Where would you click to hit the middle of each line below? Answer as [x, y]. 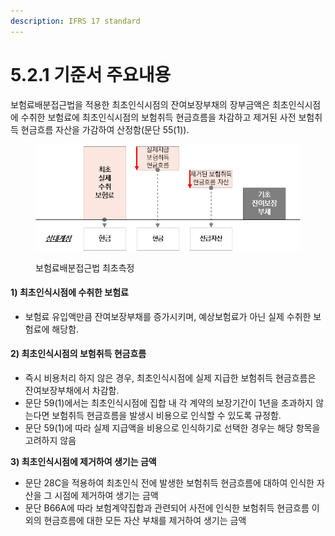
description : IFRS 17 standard [75, 21]
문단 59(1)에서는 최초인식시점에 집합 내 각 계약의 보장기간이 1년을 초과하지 [169, 403]
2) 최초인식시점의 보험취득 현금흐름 [78, 354]
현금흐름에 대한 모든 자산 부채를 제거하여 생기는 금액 [145, 520]
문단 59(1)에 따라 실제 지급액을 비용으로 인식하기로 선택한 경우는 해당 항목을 [172, 428]
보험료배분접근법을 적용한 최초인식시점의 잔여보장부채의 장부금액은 [140, 104]
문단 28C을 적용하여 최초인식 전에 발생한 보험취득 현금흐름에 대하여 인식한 [169, 483]
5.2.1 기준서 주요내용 [91, 74]
